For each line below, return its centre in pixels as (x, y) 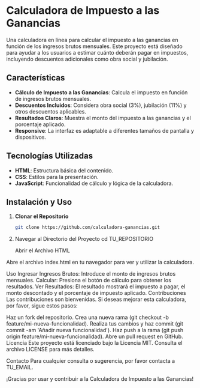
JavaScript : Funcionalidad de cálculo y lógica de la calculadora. (94, 183)
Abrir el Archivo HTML (42, 250)
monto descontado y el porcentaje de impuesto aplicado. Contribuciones (96, 293)
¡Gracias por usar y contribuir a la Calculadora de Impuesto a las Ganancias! (100, 379)
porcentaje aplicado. (40, 124)
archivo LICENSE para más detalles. (50, 350)
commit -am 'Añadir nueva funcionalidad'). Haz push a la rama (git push (95, 330)
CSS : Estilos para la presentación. (57, 177)
